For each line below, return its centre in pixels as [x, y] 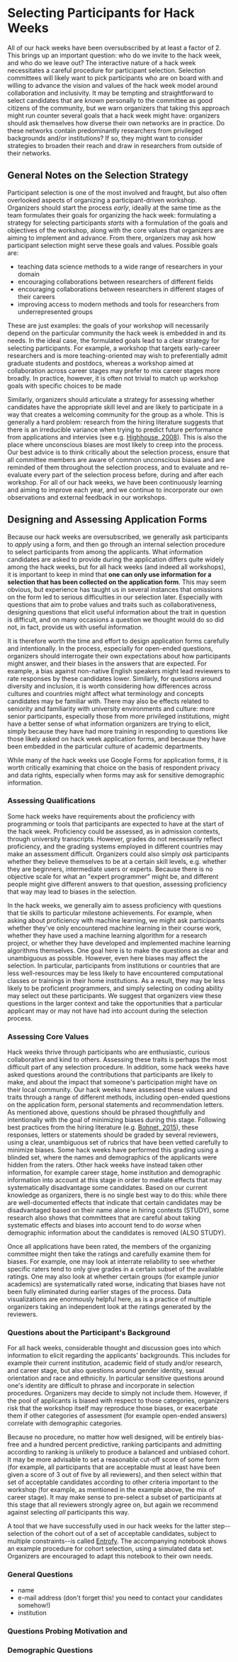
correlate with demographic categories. [65, 1423]
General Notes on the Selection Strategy [98, 175]
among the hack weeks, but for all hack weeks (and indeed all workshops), [117, 567]
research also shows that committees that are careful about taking [104, 1218]
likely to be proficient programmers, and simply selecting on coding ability [115, 988]
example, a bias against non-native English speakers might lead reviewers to [119, 670]
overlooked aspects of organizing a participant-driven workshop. [102, 200]
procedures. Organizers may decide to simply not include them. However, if [118, 1393]
